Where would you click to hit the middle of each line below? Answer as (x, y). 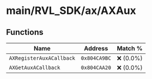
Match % (129, 49)
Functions (25, 32)
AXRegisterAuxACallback (42, 58)
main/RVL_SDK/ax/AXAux (71, 11)
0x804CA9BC (96, 58)
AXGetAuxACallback (35, 68)
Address (96, 49)
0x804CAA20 (96, 68)
